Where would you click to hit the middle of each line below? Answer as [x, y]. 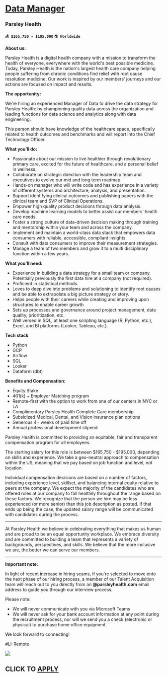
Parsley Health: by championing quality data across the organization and [80, 109]
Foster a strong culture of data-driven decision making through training [85, 222]
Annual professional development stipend [55, 428]
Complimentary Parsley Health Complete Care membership [73, 412]
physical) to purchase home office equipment [59, 625]
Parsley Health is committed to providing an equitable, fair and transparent [81, 437]
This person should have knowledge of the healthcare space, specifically [80, 129]
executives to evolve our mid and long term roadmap [66, 180]
